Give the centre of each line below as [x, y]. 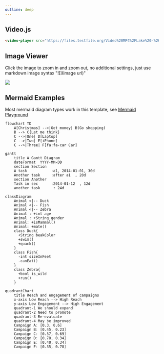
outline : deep [20, 10]
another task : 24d [39, 188]
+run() [25, 278]
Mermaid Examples [35, 98]
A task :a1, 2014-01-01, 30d [54, 171]
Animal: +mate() [31, 227]
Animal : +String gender [39, 218]
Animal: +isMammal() [35, 222]
